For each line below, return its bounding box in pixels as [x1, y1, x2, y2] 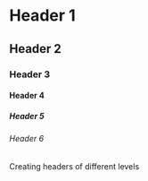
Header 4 [9, 90, 45, 101]
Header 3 [9, 68, 51, 81]
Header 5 [9, 110, 45, 121]
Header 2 [9, 41, 62, 56]
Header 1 [9, 5, 76, 26]
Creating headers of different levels [9, 160, 140, 171]
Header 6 [9, 134, 45, 144]
